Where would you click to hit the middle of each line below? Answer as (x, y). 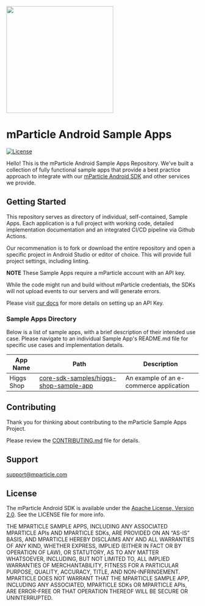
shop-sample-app (66, 386)
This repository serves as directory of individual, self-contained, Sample (97, 216)
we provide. (21, 183)
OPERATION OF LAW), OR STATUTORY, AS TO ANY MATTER (83, 552)
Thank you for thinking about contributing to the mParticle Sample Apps (97, 422)
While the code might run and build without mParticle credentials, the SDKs (101, 285)
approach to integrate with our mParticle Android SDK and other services (98, 176)
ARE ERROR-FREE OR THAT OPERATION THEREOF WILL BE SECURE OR (97, 591)
